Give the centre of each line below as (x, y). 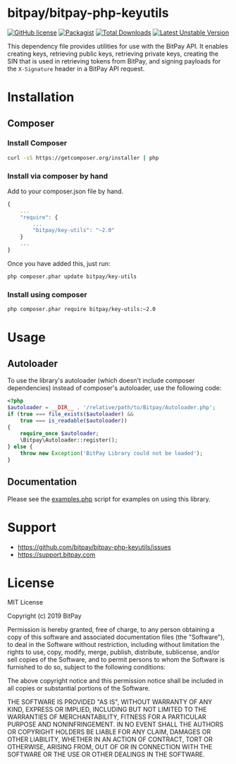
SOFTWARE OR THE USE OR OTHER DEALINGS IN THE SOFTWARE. (106, 754)
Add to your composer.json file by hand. (66, 191)
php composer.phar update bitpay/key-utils (72, 277)
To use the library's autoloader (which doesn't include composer (101, 381)
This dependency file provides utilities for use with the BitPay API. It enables (118, 46)
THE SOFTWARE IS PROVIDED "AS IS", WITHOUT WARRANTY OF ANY (110, 702)
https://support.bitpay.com (56, 554)
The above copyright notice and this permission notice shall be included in (115, 681)
